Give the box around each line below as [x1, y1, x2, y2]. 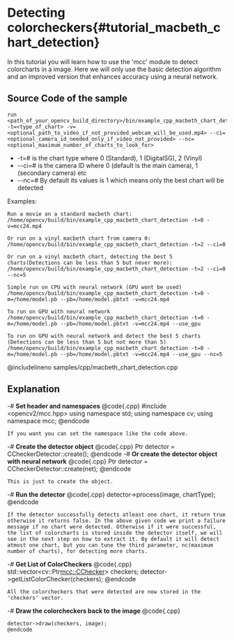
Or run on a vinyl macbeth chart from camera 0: [7, 235, 151, 242]
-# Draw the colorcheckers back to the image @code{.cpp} [7, 607, 181, 615]
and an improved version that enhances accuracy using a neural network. [7, 72, 218, 81]
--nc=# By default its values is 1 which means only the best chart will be [17, 176, 224, 184]
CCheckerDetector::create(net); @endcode [7, 464, 131, 473]
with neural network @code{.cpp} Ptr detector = [7, 457, 148, 465]
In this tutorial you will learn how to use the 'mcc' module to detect [7, 57, 198, 66]
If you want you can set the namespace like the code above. [7, 430, 189, 437]
